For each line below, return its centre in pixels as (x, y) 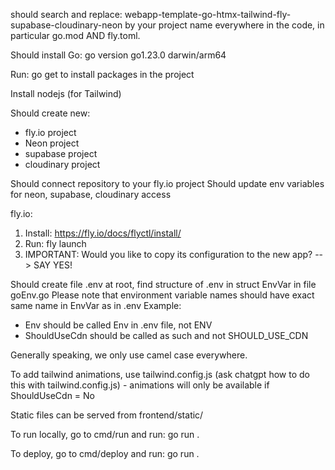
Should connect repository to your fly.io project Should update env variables (167, 183)
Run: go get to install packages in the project (102, 74)
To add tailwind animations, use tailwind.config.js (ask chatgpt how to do (160, 374)
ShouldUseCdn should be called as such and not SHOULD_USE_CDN (166, 335)
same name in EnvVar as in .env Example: (96, 305)
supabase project (61, 153)
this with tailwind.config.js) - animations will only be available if (140, 385)
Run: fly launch (55, 243)
